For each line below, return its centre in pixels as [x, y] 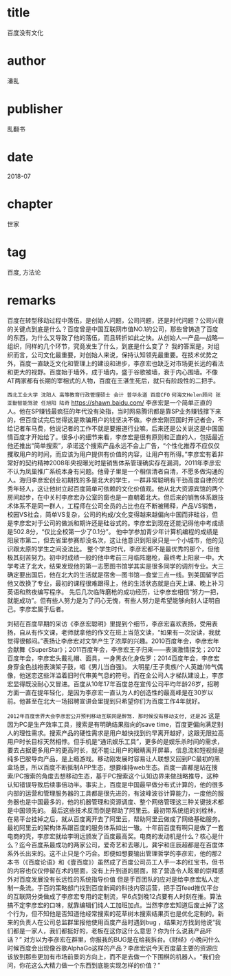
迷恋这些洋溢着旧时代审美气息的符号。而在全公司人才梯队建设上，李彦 [124, 675]
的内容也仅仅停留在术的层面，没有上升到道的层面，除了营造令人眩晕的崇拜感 [115, 870]
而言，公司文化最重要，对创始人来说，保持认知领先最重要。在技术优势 [112, 354]
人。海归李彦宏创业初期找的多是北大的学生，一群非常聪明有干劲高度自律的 [112, 480]
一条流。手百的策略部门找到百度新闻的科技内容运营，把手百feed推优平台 [115, 888]
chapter [30, 204]
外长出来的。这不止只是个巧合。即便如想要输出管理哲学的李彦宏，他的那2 [117, 853]
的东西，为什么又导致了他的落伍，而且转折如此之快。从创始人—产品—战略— [115, 337]
